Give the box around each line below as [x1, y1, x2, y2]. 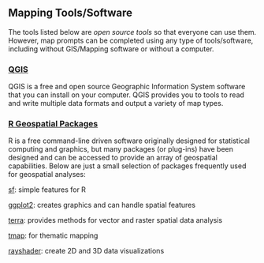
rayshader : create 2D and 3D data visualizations [8, 246, 165, 256]
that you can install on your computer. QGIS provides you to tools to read [8, 90, 244, 100]
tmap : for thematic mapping [8, 231, 99, 240]
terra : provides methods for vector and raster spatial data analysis [8, 216, 223, 225]
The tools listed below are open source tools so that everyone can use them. [8, 27, 257, 36]
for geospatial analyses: [8, 170, 86, 179]
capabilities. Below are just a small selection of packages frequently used [8, 161, 247, 171]
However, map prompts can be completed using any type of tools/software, [8, 36, 254, 45]
